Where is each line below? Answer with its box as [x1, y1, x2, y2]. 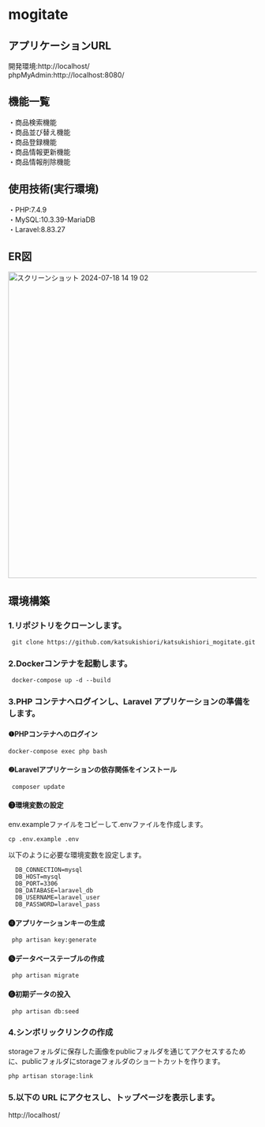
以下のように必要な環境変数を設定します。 [8, 850, 146, 859]
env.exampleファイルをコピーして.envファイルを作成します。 [8, 819, 207, 828]
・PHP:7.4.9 [8, 205, 47, 214]
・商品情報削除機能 [8, 156, 71, 167]
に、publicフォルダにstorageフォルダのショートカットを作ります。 [8, 1056, 225, 1065]
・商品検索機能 [8, 117, 57, 127]
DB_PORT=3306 [15, 879, 58, 888]
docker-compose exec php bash [8, 747, 108, 755]
